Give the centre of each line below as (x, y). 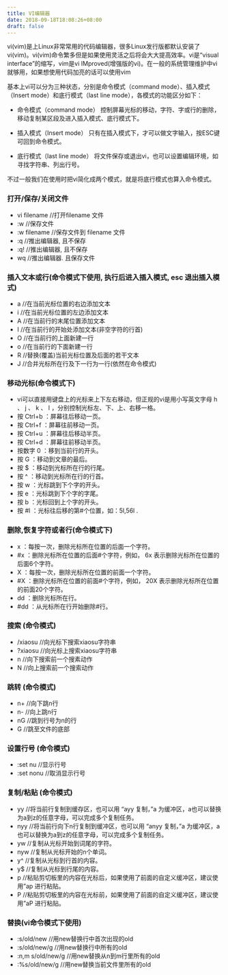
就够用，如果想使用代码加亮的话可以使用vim (69, 72)
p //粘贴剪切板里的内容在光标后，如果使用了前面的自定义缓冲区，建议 (115, 877)
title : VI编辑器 (29, 13)
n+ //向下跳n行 (38, 704)
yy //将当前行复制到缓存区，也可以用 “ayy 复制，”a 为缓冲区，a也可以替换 (119, 809)
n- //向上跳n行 (37, 712)
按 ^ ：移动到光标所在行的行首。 (62, 476)
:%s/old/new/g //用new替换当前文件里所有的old (84, 965)
